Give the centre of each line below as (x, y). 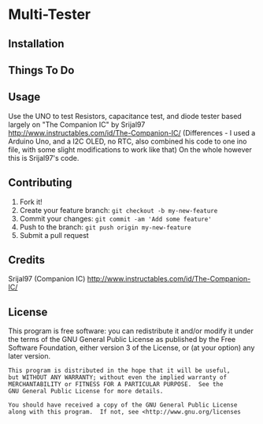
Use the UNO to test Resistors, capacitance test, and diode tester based (125, 116)
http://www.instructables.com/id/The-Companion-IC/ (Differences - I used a (132, 132)
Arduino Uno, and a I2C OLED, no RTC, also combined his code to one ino (128, 141)
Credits (27, 260)
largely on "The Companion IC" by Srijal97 (77, 125)
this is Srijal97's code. (44, 158)
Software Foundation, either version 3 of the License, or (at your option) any (131, 348)
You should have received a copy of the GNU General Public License (123, 405)
